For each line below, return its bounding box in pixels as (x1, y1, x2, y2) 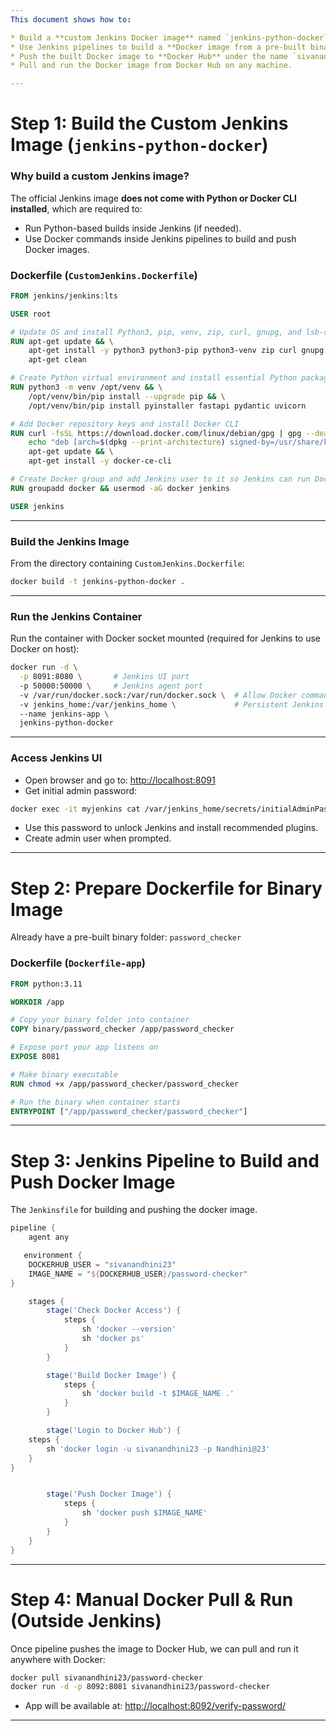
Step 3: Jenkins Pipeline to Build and (10, 1149, 320, 1172)
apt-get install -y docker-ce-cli (28, 456, 172, 466)
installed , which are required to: (10, 202, 143, 215)
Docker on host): (10, 643, 80, 655)
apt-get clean (28, 355, 87, 365)
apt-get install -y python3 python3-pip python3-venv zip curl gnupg (28, 346, 325, 356)
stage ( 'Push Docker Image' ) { (46, 1489, 172, 1500)
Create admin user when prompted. (24, 832, 172, 845)
